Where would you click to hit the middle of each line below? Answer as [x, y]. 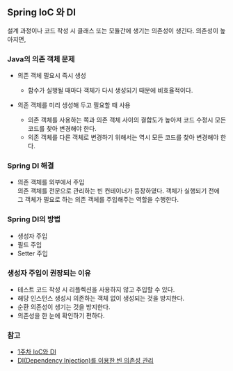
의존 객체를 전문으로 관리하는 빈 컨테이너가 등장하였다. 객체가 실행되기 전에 [119, 191]
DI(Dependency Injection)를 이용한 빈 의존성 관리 [86, 361]
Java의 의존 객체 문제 [41, 59]
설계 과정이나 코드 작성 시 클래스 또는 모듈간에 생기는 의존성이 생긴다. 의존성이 [113, 31]
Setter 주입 [33, 253]
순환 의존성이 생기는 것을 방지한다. [64, 307]
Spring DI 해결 [31, 166]
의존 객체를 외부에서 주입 [51, 182]
